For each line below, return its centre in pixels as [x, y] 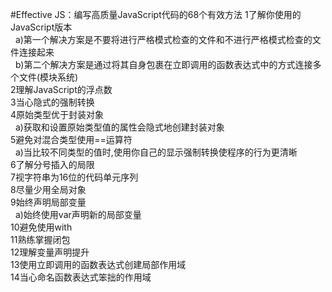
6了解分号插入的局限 [52, 164]
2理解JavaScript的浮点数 [61, 89]
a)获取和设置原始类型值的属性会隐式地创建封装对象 [119, 127]
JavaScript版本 [41, 27]
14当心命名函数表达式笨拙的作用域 [81, 277]
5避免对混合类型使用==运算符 [71, 139]
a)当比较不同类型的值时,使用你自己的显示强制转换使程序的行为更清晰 [156, 152]
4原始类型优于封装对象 [57, 114]
